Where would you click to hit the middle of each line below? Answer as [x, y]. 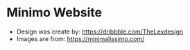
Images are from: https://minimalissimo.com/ [80, 38]
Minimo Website [54, 13]
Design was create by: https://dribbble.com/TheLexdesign [100, 32]
